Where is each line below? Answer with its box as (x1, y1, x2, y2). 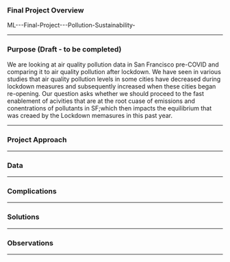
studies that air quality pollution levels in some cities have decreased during (7, 75, 221, 83)
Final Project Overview (7, 5, 84, 15)
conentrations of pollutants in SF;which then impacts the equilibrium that (7, 104, 212, 112)
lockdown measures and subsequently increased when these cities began (7, 82, 216, 91)
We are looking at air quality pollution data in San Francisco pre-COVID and (7, 60, 219, 69)
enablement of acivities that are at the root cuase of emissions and (7, 97, 195, 105)
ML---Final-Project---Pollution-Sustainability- (7, 21, 136, 29)
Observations (7, 238, 53, 248)
